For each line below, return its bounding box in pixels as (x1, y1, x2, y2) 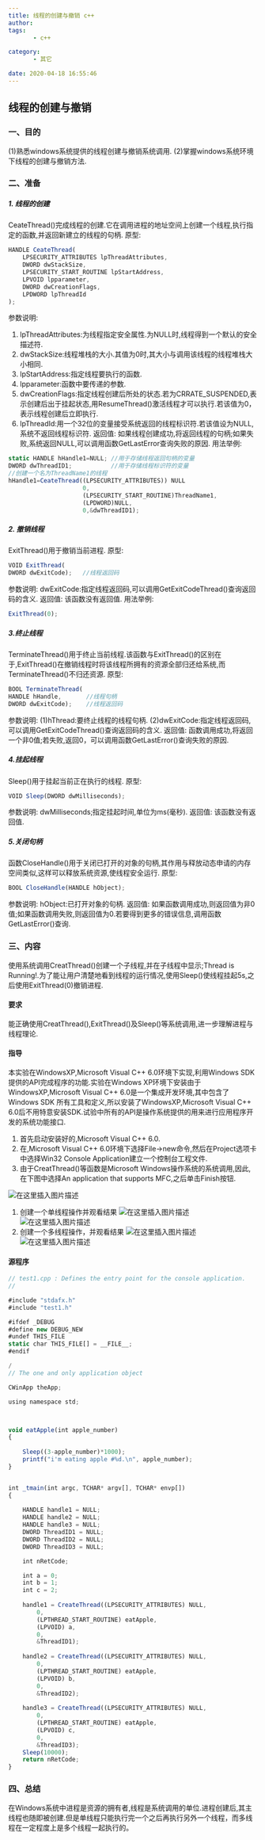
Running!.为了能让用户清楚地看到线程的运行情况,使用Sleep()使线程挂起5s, (8, 970, 248, 979)
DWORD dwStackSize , (22, 261, 87, 269)
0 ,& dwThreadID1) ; (82, 506, 140, 514)
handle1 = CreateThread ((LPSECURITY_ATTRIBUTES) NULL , (22, 1601, 207, 1609)
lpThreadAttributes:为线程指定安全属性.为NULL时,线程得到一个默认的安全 (19, 330, 257, 339)
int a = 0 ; (22, 1571, 59, 1579)
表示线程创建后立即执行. (19, 409, 99, 418)
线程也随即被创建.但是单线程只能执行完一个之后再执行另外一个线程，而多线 (8, 1812, 253, 1823)
